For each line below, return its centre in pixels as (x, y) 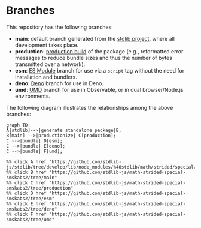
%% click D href (26, 193)
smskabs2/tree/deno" (32, 209)
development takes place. (47, 45)
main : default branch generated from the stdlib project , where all (95, 38)
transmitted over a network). (50, 64)
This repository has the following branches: (60, 27)
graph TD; (19, 125)
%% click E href (26, 204)
